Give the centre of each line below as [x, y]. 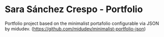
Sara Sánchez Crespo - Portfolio [74, 9]
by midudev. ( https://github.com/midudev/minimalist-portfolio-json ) [75, 28]
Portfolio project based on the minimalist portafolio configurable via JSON [82, 23]
